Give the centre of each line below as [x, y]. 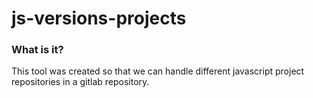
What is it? [37, 50]
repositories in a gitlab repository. [80, 82]
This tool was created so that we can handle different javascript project [158, 71]
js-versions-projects [99, 18]
